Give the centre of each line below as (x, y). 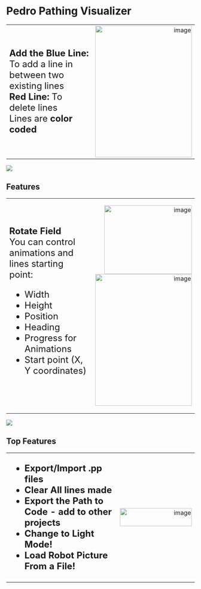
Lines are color (41, 119)
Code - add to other (68, 512)
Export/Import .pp (63, 468)
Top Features (31, 442)
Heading (42, 327)
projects (42, 522)
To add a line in (41, 64)
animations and (41, 253)
